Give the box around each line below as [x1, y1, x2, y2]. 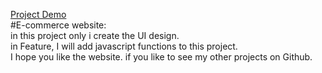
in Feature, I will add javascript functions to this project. [10, 40, 238, 52]
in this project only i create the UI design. [10, 30, 180, 41]
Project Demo [10, 9, 67, 20]
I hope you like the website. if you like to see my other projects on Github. [10, 51, 313, 63]
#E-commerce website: [10, 19, 107, 31]
